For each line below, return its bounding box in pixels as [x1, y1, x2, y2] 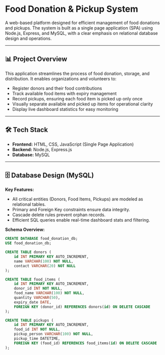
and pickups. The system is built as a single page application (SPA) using [5, 25, 153, 31]
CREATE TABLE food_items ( [5, 277, 60, 282]
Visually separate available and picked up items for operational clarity [12, 101, 153, 107]
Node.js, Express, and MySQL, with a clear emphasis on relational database [5, 30, 158, 36]
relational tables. [12, 201, 46, 207]
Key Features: [5, 187, 34, 193]
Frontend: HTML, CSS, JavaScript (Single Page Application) [12, 141, 134, 147]
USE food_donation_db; [5, 241, 52, 246]
